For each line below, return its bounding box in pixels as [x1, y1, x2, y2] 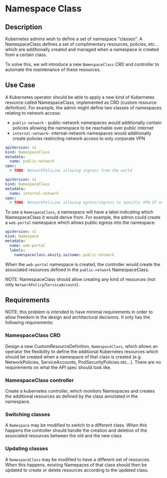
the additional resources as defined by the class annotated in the [5, 393, 138, 399]
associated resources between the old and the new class [5, 433, 122, 439]
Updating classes [5, 445, 48, 452]
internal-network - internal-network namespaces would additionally [12, 130, 152, 136]
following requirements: [5, 320, 54, 326]
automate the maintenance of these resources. [5, 67, 101, 72]
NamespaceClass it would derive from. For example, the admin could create [5, 214, 161, 220]
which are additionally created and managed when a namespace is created [5, 47, 159, 52]
